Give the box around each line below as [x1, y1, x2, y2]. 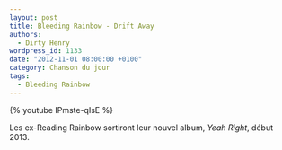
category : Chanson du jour [9, 64, 110, 73]
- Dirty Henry [17, 38, 70, 48]
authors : [9, 30, 42, 39]
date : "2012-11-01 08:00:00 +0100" [9, 55, 143, 64]
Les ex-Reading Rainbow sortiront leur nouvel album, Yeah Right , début [9, 122, 274, 133]
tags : [9, 72, 30, 81]
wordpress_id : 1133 [9, 47, 83, 56]
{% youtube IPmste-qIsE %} [9, 104, 114, 115]
